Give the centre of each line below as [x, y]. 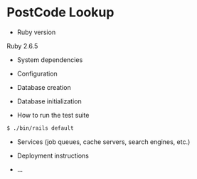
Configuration [37, 73]
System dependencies [50, 60]
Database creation [44, 87]
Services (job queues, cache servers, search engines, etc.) [103, 142]
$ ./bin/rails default [40, 128]
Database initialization [49, 101]
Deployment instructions [53, 155]
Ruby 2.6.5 [22, 46]
